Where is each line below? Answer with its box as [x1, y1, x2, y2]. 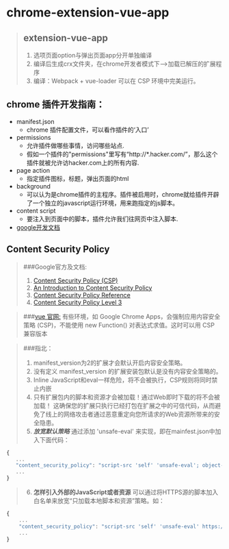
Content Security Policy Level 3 [33, 298, 122, 306]
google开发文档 [16, 223, 61, 231]
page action [16, 166, 51, 174]
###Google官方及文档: [23, 263, 87, 271]
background [16, 182, 51, 190]
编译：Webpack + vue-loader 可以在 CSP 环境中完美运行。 [33, 77, 200, 85]
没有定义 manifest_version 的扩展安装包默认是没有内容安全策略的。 [33, 367, 222, 375]
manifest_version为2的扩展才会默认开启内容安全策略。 [33, 358, 187, 367]
